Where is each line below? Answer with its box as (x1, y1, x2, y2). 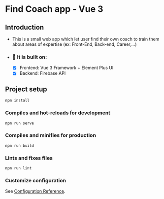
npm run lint (5, 166, 32, 171)
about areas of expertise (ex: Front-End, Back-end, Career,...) (12, 41, 137, 47)
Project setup (5, 85, 48, 93)
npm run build (5, 143, 34, 148)
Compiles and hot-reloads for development (5, 109, 111, 116)
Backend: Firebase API (19, 70, 66, 76)
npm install (5, 98, 30, 103)
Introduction (5, 23, 44, 32)
